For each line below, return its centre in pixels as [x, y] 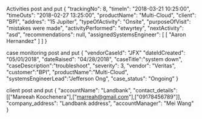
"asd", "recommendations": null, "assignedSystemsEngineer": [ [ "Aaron [96, 35]
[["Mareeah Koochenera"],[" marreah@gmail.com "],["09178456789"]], [94, 97]
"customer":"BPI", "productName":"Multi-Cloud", [67, 72]
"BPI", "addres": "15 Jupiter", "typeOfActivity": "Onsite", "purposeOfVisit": [99, 22]
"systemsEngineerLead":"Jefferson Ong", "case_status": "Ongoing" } [93, 79]
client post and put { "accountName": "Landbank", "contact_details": [92, 90]
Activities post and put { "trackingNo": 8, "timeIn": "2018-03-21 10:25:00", [99, 9]
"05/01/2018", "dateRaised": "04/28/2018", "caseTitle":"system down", [94, 59]
